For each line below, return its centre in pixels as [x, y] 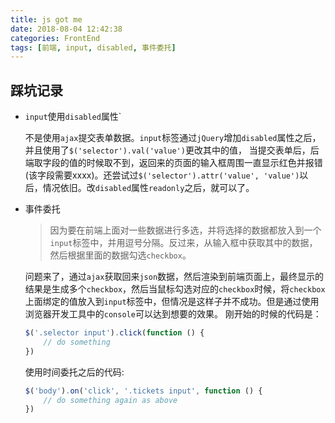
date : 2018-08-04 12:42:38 [66, 29]
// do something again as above [110, 400]
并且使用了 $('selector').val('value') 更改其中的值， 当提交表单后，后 [172, 150]
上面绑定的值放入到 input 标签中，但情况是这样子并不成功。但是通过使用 [172, 302]
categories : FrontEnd [55, 38]
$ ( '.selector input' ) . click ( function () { [114, 333]
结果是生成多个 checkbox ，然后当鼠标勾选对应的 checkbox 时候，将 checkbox [175, 289]
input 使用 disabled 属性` [73, 117]
